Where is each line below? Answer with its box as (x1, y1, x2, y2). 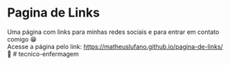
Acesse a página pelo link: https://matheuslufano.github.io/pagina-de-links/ (7, 42, 223, 50)
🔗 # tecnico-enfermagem (7, 50, 80, 58)
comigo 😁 (7, 35, 37, 43)
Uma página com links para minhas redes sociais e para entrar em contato (7, 28, 220, 36)
